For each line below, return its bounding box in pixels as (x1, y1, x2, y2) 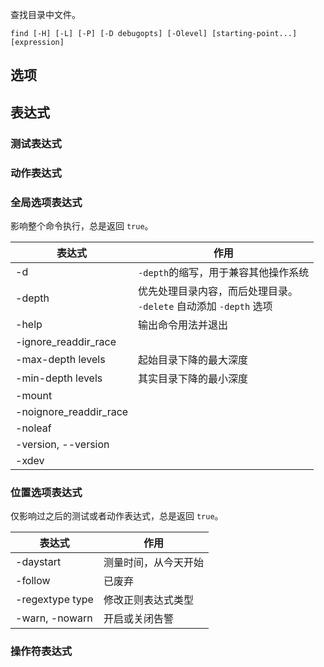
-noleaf (15, 421, 52, 435)
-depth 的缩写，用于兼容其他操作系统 (138, 265, 310, 279)
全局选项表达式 (10, 195, 83, 209)
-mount (15, 388, 53, 402)
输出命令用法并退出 (138, 318, 229, 332)
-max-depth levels (15, 352, 106, 366)
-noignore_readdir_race (15, 404, 129, 418)
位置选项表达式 (10, 485, 83, 499)
